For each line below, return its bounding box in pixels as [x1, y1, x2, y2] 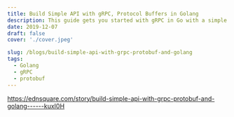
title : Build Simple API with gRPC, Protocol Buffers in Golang [7, 10, 199, 18]
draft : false [7, 29, 46, 37]
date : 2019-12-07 [7, 23, 58, 30]
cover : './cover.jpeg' [7, 36, 74, 43]
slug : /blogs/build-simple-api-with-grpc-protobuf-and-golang [7, 49, 193, 56]
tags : [7, 55, 23, 63]
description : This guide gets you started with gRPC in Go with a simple [7, 17, 228, 24]
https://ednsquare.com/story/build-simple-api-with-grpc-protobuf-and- [7, 94, 215, 102]
